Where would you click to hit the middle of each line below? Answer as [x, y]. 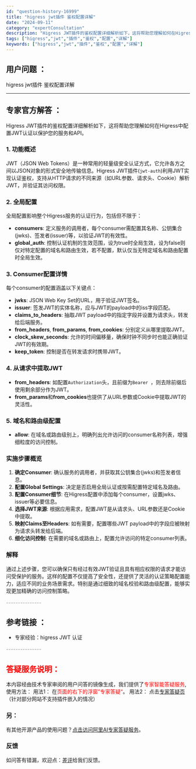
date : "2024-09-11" [30, 22]
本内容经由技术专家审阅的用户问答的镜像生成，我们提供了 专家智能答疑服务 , [96, 684]
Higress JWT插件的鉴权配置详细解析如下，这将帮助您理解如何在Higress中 [95, 125]
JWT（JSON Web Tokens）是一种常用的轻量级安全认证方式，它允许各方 [93, 163]
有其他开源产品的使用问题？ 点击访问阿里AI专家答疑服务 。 [75, 729]
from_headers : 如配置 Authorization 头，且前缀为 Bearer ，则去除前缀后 [100, 382]
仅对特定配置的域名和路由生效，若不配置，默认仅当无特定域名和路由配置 [101, 250]
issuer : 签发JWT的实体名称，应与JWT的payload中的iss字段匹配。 [94, 307]
